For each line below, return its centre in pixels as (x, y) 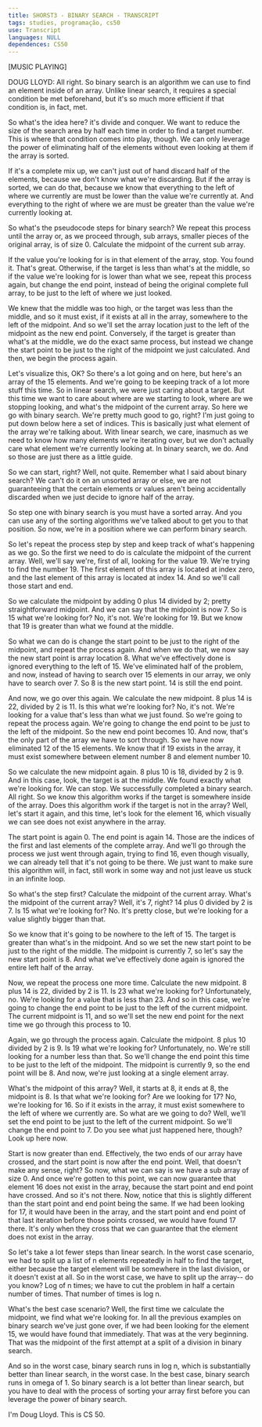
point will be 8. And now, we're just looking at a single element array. (118, 1073)
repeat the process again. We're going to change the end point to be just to (129, 724)
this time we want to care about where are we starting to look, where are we (131, 399)
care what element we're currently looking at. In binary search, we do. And (128, 449)
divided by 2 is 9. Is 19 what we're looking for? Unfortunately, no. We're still (129, 1048)
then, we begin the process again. (63, 359)
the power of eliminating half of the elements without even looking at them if (131, 148)
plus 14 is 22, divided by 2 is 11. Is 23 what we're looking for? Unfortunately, (130, 991)
